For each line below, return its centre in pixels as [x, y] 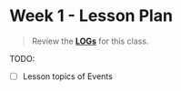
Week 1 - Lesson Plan [91, 16]
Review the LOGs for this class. [90, 41]
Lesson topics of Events [68, 76]
